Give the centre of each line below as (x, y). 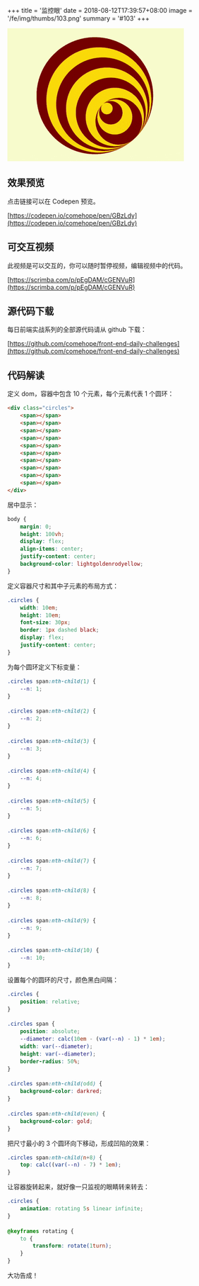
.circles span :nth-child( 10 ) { (53, 951)
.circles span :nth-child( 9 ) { (52, 920)
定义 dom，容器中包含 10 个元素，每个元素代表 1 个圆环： (91, 394)
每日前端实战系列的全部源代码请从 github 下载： (77, 330)
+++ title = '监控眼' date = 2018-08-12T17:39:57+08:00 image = (100, 10)
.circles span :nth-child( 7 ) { (52, 861)
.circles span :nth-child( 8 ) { (52, 891)
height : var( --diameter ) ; (58, 1054)
